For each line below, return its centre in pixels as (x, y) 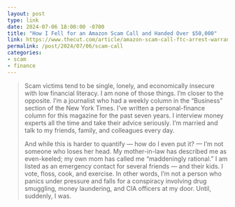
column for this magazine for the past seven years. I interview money (124, 115)
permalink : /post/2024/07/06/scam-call (65, 46)
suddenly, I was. (48, 196)
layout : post (26, 14)
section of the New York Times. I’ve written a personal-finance (115, 108)
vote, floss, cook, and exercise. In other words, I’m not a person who (123, 173)
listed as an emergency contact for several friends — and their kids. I (124, 166)
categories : (24, 53)
